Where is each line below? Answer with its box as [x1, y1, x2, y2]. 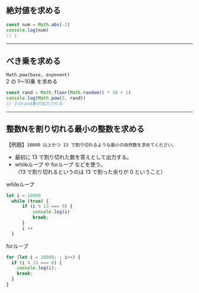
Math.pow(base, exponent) [6, 72, 70, 78]
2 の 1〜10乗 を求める [6, 78, 58, 85]
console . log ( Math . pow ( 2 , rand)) [6, 95, 86, 102]
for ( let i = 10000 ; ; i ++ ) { [6, 254, 81, 260]
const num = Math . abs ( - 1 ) [6, 21, 70, 28]
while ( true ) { [11, 198, 49, 204]
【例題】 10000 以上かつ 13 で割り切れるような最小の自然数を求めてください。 [6, 141, 177, 148]
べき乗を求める [6, 56, 61, 66]
